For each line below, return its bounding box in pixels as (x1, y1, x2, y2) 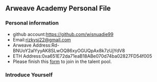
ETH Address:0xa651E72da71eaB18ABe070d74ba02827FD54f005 (12, 53, 152, 59)
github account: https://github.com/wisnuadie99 (12, 31, 114, 37)
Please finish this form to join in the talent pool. (12, 58, 112, 65)
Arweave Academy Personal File (5, 4, 111, 13)
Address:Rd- (32, 42, 60, 48)
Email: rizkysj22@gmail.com (12, 36, 71, 43)
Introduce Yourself (5, 71, 53, 78)
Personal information (5, 19, 59, 27)
